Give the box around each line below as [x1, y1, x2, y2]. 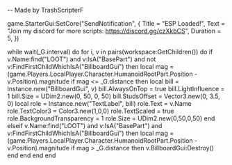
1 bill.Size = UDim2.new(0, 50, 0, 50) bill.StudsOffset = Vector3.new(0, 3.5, [7, 92, 220, 100]
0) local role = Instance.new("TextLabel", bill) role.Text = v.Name [7, 100, 192, 107]
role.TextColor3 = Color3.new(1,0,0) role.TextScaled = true [7, 107, 174, 115]
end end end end [7, 151, 56, 159]
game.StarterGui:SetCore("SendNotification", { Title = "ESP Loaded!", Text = [7, 19, 226, 27]
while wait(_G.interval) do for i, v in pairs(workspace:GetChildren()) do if [7, 48, 213, 56]
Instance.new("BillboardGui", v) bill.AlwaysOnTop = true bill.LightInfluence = [7, 85, 225, 93]
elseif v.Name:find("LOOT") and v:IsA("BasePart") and [7, 122, 163, 129]
